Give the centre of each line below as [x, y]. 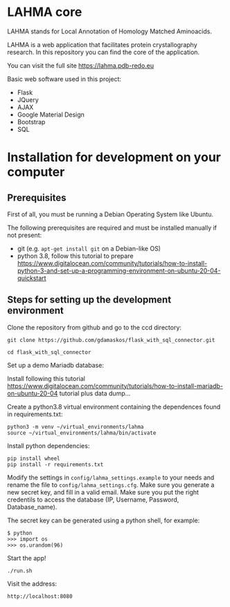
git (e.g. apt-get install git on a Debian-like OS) [89, 248]
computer [36, 172]
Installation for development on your [114, 157]
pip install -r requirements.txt [55, 464]
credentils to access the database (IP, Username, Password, [93, 499]
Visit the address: [32, 583]
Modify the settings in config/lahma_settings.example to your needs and [111, 477]
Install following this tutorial [46, 378]
